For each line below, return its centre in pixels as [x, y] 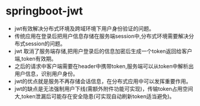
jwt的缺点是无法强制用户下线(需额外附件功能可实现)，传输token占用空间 [104, 89]
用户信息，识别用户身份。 [46, 73]
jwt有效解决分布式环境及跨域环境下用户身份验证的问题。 [84, 28]
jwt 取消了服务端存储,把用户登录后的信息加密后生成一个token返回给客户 [103, 51]
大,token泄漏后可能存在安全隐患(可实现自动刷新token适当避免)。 [95, 96]
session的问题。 [45, 43]
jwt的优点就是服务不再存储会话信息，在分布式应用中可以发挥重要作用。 [103, 81]
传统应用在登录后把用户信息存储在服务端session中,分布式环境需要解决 [102, 36]
